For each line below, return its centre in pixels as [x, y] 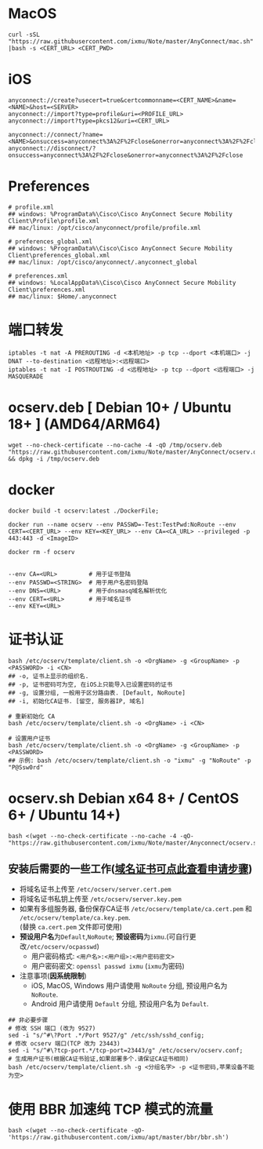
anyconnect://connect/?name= [56, 134]
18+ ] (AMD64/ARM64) [85, 424]
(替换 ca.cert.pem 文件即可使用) [71, 927]
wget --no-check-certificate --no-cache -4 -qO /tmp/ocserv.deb [115, 445]
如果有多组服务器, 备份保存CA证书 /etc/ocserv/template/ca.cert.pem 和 [136, 909]
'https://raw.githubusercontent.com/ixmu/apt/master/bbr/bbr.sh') [119, 1138]
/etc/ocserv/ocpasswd [61, 947]
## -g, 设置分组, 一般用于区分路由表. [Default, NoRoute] [97, 693]
